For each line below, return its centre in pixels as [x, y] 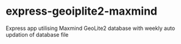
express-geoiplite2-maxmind [82, 11]
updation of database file [37, 34]
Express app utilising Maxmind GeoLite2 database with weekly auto [90, 28]
